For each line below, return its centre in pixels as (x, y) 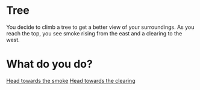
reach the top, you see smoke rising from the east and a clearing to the (94, 33)
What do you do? (50, 64)
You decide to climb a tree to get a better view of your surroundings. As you (100, 27)
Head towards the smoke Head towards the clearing (71, 80)
